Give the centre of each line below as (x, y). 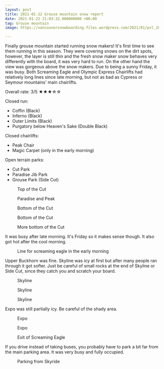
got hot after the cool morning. (36, 242)
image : (12, 28)
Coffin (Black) (26, 111)
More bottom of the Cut (41, 227)
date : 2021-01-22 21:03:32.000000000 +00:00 (51, 19)
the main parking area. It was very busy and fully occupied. (65, 352)
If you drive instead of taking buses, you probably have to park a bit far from (82, 347)
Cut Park (21, 170)
